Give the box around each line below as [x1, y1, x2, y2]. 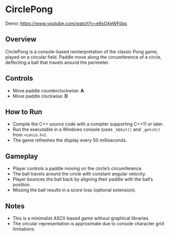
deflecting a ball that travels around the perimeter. [5, 59, 110, 65]
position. [12, 182, 31, 188]
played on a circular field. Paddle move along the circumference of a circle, [5, 54, 162, 60]
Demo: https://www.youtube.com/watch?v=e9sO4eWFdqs [5, 20, 128, 26]
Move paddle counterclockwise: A [12, 87, 85, 93]
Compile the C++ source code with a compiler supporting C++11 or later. [12, 121, 164, 127]
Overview [5, 35, 37, 44]
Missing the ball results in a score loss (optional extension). [12, 187, 137, 193]
